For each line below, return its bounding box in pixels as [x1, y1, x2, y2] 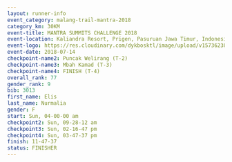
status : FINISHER [7, 145, 57, 152]
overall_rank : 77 [7, 74, 57, 81]
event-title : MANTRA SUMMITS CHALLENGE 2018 [7, 29, 137, 37]
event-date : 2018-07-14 [7, 49, 76, 56]
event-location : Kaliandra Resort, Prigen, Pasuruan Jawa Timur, [7, 36, 199, 43]
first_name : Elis [7, 94, 57, 101]
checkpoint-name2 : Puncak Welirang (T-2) [7, 55, 128, 62]
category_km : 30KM [7, 23, 60, 30]
